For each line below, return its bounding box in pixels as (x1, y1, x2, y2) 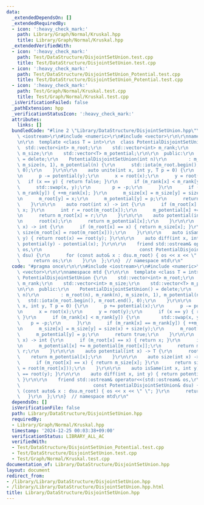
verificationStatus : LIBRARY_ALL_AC (12, 433, 104, 439)
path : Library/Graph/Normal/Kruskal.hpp (17, 32, 121, 38)
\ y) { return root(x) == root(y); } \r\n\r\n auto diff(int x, (17, 235, 189, 241)
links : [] (17, 122, 42, 128)
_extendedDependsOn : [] (12, 15, 72, 21)
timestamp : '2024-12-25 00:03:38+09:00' (12, 427, 115, 434)
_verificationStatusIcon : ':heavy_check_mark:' (12, 111, 135, 117)
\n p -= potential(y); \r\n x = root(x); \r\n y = (17, 173, 183, 179)
